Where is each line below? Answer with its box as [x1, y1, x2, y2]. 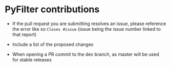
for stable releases [12, 56, 52, 62]
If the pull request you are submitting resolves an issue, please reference [12, 20, 166, 27]
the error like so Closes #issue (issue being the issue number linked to [12, 26, 161, 32]
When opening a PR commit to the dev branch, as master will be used [12, 51, 159, 57]
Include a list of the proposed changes [12, 41, 94, 47]
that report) [12, 31, 37, 37]
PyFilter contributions [5, 4, 100, 15]
